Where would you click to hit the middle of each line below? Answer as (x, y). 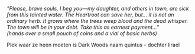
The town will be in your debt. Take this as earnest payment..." (83, 27)
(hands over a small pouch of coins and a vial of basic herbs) (82, 33)
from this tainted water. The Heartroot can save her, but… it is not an (90, 15)
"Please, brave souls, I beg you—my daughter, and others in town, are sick (98, 9)
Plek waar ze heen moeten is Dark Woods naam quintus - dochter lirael (93, 45)
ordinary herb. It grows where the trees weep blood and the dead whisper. (97, 21)
